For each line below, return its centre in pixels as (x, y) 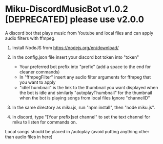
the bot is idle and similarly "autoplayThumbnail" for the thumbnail (86, 93)
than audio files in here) (29, 137)
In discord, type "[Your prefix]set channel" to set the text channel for (81, 117)
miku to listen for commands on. (44, 122)
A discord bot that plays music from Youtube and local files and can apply (79, 33)
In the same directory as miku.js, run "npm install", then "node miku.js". (83, 107)
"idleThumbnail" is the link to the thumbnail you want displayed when (89, 87)
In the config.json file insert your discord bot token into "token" (75, 57)
